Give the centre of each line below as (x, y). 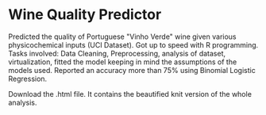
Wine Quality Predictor (85, 15)
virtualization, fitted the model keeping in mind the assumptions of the (123, 62)
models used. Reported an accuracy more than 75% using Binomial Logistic (132, 70)
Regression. (28, 79)
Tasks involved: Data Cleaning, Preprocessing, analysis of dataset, (117, 53)
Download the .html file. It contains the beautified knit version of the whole (130, 94)
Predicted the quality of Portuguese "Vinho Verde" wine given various (122, 36)
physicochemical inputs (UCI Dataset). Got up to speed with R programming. (133, 44)
